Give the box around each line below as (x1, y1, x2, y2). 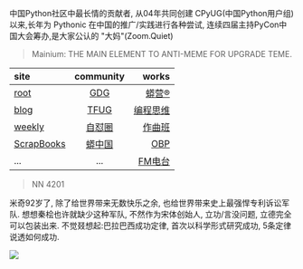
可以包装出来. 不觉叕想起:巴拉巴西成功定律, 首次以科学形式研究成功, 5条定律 (9, 220, 292, 231)
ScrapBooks (14, 138, 66, 149)
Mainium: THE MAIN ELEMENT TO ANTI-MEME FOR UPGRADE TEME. (31, 49, 292, 59)
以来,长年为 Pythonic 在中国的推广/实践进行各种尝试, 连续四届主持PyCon (9, 19, 279, 30)
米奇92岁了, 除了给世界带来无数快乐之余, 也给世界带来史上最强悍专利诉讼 (9, 197, 282, 208)
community (74, 71, 125, 82)
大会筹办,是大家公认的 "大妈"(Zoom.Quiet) (16, 31, 174, 41)
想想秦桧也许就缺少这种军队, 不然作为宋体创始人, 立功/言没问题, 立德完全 (21, 209, 292, 219)
